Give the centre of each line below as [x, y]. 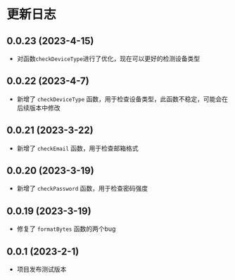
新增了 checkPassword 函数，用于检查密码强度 [82, 189]
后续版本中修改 [38, 108]
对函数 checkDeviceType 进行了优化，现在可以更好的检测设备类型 [108, 58]
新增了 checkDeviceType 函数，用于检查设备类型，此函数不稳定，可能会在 [122, 98]
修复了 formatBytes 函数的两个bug [66, 229]
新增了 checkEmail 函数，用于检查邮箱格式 [77, 148]
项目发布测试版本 [42, 269]
